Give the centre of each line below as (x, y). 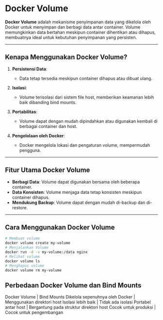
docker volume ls (23, 261)
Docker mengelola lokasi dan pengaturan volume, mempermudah (85, 145)
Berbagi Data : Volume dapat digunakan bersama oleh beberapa (76, 182)
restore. (20, 207)
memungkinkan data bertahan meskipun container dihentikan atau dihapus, (81, 32)
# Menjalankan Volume (27, 248)
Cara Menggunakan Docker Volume (60, 227)
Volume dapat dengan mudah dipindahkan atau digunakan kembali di (88, 121)
